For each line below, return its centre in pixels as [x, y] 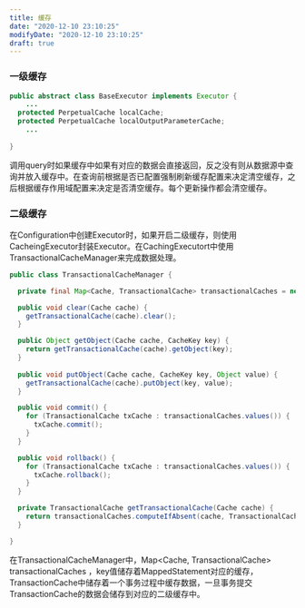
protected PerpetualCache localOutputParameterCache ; [121, 122]
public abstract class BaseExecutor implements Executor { [123, 96]
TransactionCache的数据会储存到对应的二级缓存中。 [108, 593]
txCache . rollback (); [72, 475]
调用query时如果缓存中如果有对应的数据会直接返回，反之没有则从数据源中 [148, 165]
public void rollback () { [67, 458]
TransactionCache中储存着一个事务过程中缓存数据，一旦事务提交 [131, 583]
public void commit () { [62, 408]
